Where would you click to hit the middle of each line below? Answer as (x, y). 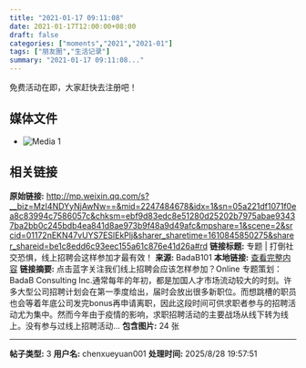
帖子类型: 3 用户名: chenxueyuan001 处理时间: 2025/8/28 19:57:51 (133, 353)
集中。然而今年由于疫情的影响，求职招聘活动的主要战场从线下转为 (157, 314)
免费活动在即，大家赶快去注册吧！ (73, 87)
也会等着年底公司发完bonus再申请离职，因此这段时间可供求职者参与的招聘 (149, 302)
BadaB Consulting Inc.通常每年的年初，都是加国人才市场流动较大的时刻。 (147, 280)
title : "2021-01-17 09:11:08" (67, 18)
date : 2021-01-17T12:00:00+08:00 (73, 26)
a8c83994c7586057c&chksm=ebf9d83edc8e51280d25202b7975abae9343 (153, 216)
